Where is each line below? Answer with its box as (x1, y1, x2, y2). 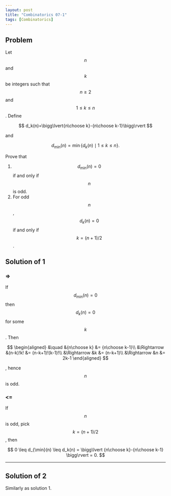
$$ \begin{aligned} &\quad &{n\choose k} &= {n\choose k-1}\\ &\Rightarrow (7, 344, 164, 350)
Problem (5, 36, 33, 44)
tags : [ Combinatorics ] (5, 17, 53, 22)
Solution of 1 (5, 257, 45, 266)
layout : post (5, 7, 33, 13)
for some (5, 318, 24, 325)
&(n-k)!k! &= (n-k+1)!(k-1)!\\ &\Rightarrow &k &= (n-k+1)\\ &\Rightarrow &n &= (6, 349, 165, 356)
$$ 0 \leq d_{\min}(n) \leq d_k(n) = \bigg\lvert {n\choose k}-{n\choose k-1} (7, 447, 164, 453)
